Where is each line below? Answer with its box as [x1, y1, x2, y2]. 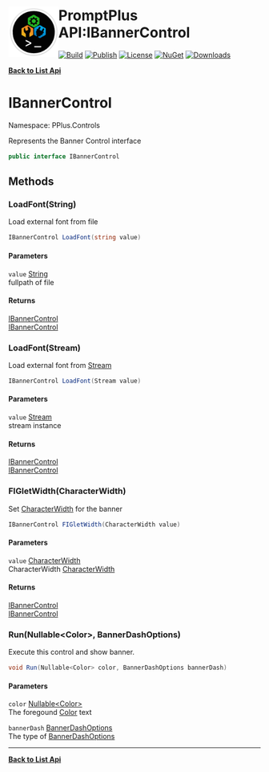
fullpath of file [8, 277, 54, 287]
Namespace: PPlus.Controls [8, 120, 100, 130]
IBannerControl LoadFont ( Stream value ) [8, 377, 142, 386]
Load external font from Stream [8, 361, 112, 370]
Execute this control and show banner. [8, 647, 134, 657]
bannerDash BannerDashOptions [8, 723, 113, 733]
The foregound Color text [8, 708, 92, 717]
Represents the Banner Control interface [8, 136, 142, 145]
